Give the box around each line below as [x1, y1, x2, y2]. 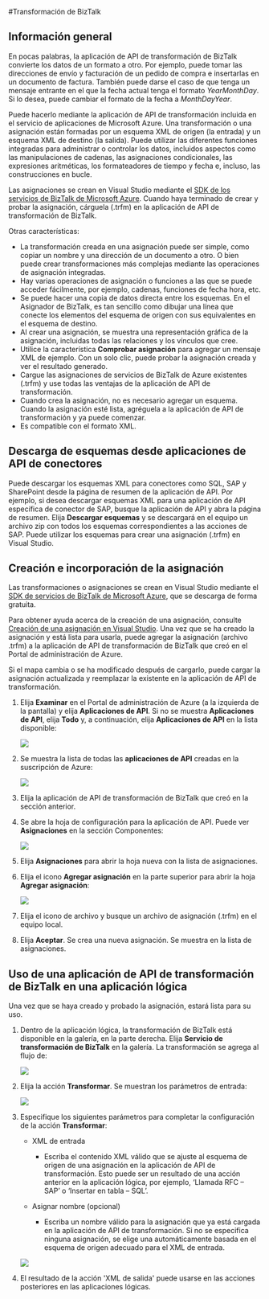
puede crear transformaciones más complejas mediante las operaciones [19, 259, 259, 268]
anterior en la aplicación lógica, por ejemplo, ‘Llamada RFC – [43, 1178, 245, 1187]
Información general [8, 30, 112, 43]
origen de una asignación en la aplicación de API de [43, 1161, 216, 1170]
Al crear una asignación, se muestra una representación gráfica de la [19, 327, 249, 337]
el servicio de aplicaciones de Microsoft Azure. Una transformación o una [8, 118, 252, 128]
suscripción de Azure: [19, 763, 93, 772]
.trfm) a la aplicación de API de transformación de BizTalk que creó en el [8, 641, 248, 650]
